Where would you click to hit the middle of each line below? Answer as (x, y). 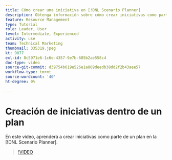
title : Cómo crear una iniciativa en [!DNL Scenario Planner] (73, 10)
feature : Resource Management (38, 19)
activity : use (20, 39)
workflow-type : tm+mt (28, 72)
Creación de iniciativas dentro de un (84, 111)
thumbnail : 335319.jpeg (31, 48)
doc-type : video (23, 63)
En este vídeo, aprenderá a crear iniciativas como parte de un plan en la (81, 136)
